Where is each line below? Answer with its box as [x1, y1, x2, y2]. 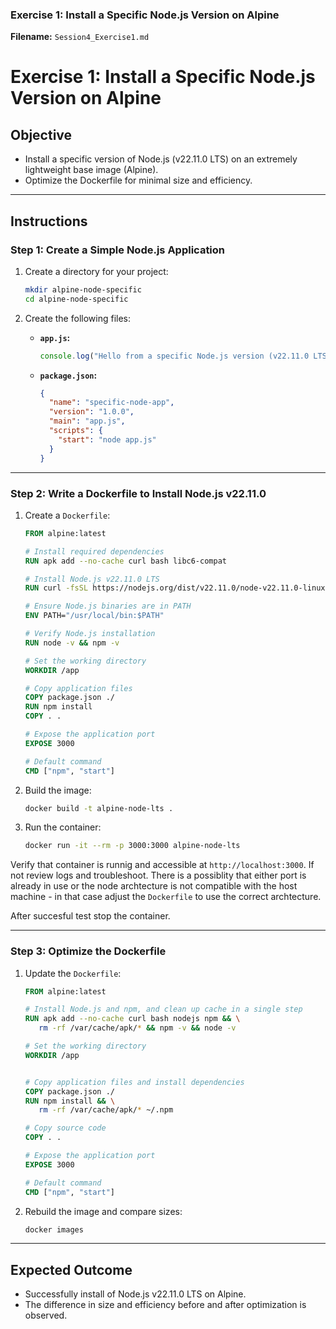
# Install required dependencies [24, 546, 165, 557]
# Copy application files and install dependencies [24, 1077, 245, 1087]
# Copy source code [24, 1123, 107, 1133]
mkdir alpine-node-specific [24, 284, 142, 295]
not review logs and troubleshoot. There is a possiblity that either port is [10, 869, 307, 882]
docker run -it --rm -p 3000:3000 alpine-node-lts [24, 841, 241, 851]
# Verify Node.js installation [24, 629, 156, 639]
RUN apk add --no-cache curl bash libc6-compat [24, 556, 227, 566]
